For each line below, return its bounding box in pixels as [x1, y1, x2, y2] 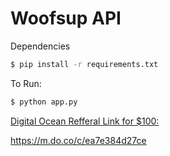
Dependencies [10, 40, 71, 52]
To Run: [10, 77, 42, 89]
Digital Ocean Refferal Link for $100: [10, 115, 160, 127]
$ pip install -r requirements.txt [10, 59, 159, 69]
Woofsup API [10, 7, 122, 30]
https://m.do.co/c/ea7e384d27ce [10, 134, 147, 146]
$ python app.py [10, 97, 78, 107]
